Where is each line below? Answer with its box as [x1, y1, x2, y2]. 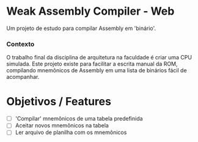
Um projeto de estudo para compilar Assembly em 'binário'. [6, 24, 156, 32]
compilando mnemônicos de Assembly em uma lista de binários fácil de [6, 67, 188, 74]
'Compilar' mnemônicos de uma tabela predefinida [15, 115, 143, 122]
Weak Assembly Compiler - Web [6, 4, 175, 18]
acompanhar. [6, 73, 40, 81]
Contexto [6, 40, 35, 48]
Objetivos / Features [6, 95, 112, 108]
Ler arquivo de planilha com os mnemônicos [15, 129, 127, 136]
